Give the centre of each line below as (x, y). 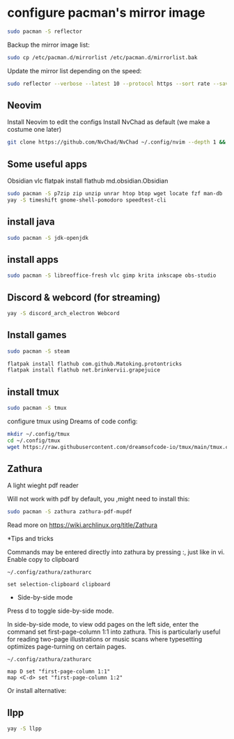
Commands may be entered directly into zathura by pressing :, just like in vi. (116, 552)
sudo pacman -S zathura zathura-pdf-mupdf (70, 512)
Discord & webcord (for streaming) (84, 297)
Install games (37, 335)
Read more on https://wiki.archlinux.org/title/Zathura (83, 525)
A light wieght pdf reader (43, 485)
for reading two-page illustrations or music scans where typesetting (105, 639)
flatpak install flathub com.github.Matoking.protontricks (95, 364)
